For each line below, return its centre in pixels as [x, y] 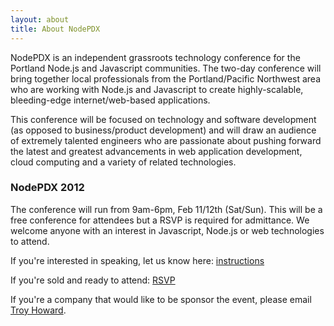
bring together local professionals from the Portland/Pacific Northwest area [166, 78]
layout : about [40, 19]
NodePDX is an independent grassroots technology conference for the [155, 57]
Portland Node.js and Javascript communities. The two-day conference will [166, 68]
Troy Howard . [38, 310]
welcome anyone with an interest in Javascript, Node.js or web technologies [167, 230]
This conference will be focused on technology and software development [163, 119]
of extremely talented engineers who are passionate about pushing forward [166, 140]
